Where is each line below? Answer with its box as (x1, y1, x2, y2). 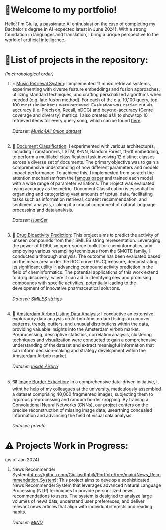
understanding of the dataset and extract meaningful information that (12, 342, 154, 348)
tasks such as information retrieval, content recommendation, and (12, 196, 147, 202)
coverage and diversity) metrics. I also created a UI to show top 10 (12, 112, 148, 118)
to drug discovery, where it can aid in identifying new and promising (12, 274, 151, 280)
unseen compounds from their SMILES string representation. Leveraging (12, 237, 161, 243)
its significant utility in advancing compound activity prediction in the (12, 264, 153, 270)
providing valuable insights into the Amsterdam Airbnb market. (12, 326, 140, 332)
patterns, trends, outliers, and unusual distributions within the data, (12, 321, 150, 327)
